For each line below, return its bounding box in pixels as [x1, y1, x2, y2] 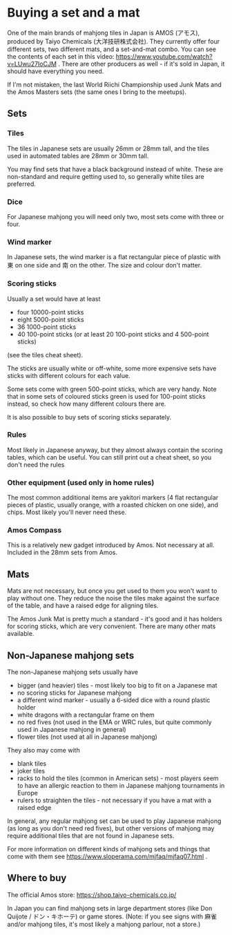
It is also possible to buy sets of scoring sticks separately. [7, 413, 171, 421]
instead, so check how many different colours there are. [7, 399, 166, 408]
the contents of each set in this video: [7, 52, 115, 60]
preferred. [7, 180, 37, 188]
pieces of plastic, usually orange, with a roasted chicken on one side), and [7, 501, 219, 509]
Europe [17, 789, 38, 797]
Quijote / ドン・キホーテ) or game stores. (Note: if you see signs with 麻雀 [7, 912, 217, 920]
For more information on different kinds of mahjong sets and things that [7, 845, 211, 853]
